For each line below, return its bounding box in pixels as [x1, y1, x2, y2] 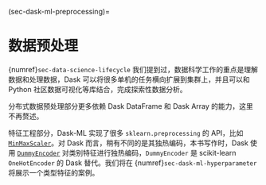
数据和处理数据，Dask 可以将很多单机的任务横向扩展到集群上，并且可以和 [8, 75, 250, 84]
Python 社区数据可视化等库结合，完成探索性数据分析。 [8, 84, 187, 94]
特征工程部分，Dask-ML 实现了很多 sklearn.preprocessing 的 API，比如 [8, 128, 244, 137]
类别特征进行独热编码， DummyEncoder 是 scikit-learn [68, 148, 237, 157]
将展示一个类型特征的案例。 [8, 168, 100, 177]
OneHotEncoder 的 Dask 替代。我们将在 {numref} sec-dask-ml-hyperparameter [8, 158, 257, 168]
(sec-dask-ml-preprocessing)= [8, 7, 110, 16]
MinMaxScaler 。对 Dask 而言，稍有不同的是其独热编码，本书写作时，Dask [8, 138, 248, 148]
